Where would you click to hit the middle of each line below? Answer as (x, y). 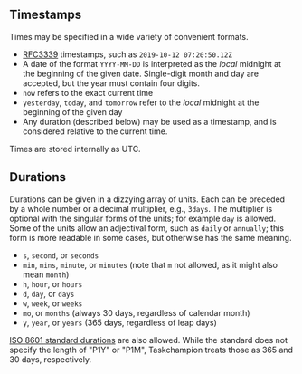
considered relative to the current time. (95, 131)
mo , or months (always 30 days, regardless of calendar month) (136, 312)
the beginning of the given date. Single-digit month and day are (141, 73)
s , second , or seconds (61, 255)
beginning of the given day (72, 111)
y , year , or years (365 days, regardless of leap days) (119, 322)
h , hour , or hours (52, 283)
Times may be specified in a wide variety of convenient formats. (129, 36)
